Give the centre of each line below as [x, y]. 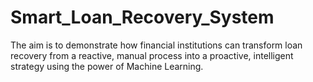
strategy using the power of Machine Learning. [107, 66]
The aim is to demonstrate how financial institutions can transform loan [156, 45]
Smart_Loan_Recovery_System [142, 17]
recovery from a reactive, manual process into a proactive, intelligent [152, 55]
